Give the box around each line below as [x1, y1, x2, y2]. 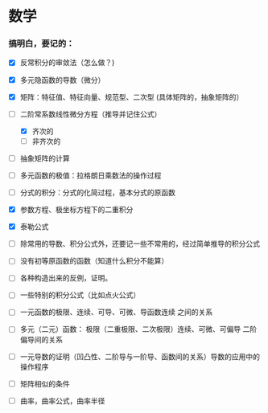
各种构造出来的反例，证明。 [19, 273, 113, 283]
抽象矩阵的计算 [19, 153, 70, 163]
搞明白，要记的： [8, 38, 75, 49]
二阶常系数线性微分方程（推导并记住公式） [19, 109, 162, 119]
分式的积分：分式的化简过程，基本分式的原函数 [19, 187, 175, 197]
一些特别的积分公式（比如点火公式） [19, 290, 141, 300]
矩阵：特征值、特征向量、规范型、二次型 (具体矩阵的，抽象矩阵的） [19, 92, 244, 101]
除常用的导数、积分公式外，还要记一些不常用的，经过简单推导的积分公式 [19, 239, 260, 249]
